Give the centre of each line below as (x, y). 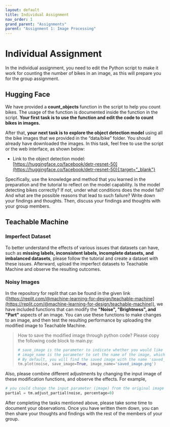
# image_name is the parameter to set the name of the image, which (91, 355)
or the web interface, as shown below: (45, 149)
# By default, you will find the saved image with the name (82, 359)
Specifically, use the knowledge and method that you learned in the (75, 179)
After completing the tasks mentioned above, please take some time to (79, 403)
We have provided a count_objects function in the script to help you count (83, 106)
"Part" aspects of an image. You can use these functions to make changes (83, 315)
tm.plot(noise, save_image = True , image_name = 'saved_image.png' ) (87, 364)
